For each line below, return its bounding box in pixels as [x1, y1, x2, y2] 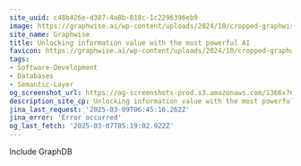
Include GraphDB [9, 146, 73, 157]
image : [9, 22, 34, 31]
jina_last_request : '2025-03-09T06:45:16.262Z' [9, 105, 191, 114]
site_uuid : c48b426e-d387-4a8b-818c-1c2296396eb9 [9, 13, 199, 22]
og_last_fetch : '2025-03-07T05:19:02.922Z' [9, 122, 175, 131]
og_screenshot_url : [9, 88, 82, 97]
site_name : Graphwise [9, 30, 90, 39]
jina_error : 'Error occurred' [9, 113, 123, 122]
